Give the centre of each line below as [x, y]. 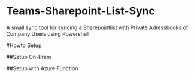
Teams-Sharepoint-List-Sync [81, 11]
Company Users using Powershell [48, 33]
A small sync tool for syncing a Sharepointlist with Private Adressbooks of [97, 27]
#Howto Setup [24, 45]
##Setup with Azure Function [42, 68]
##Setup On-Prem [29, 57]
